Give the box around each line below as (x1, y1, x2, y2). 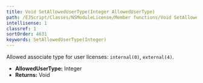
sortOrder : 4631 (6, 31, 47, 37)
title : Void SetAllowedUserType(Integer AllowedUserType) (6, 8, 155, 15)
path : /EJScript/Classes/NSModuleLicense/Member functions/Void (6, 14, 172, 20)
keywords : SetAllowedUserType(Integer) (6, 37, 107, 43)
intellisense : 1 (6, 20, 47, 26)
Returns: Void (14, 72, 50, 78)
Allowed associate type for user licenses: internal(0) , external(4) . (6, 54, 174, 60)
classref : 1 (6, 25, 36, 32)
